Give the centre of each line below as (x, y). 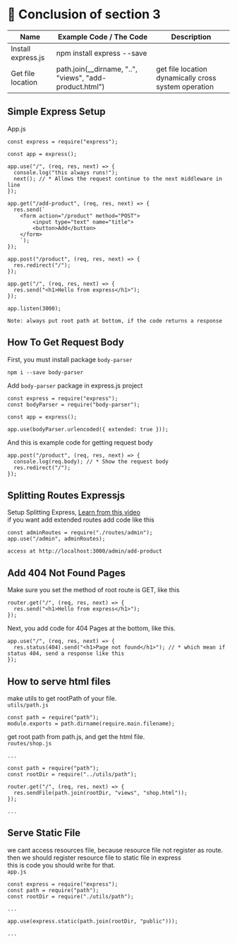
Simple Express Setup (56, 112)
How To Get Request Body (66, 343)
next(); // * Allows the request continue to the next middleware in (118, 179)
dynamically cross (186, 78)
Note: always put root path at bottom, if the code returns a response (115, 320)
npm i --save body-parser (45, 372)
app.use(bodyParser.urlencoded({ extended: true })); (88, 429)
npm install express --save (102, 53)
